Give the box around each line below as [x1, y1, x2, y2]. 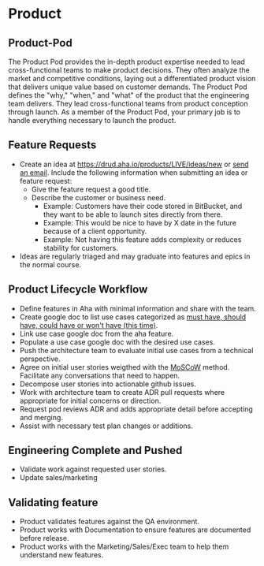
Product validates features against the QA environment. [19, 517, 199, 527]
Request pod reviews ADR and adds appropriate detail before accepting [19, 404, 254, 414]
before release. [19, 534, 69, 543]
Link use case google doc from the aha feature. [19, 329, 174, 338]
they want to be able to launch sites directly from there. [43, 210, 223, 219]
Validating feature [8, 496, 99, 509]
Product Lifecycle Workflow [8, 283, 148, 296]
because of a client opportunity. [43, 226, 147, 236]
